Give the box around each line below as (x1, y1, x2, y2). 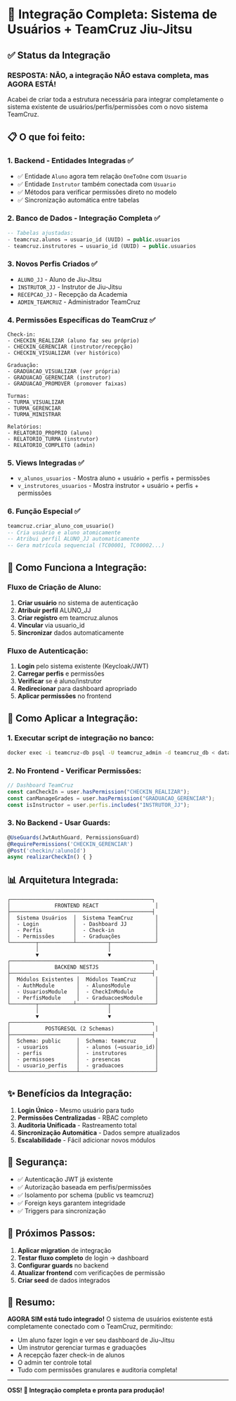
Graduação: (7, 362, 39, 369)
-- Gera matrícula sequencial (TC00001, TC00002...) (7, 542, 165, 549)
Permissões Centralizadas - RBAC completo (17, 1113, 148, 1122)
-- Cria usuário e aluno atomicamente (7, 529, 121, 536)
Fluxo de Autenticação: (7, 646, 88, 656)
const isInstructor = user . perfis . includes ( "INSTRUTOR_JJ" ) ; (7, 801, 190, 808)
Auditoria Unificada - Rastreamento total (17, 1121, 137, 1129)
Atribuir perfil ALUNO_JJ (17, 606, 91, 614)
